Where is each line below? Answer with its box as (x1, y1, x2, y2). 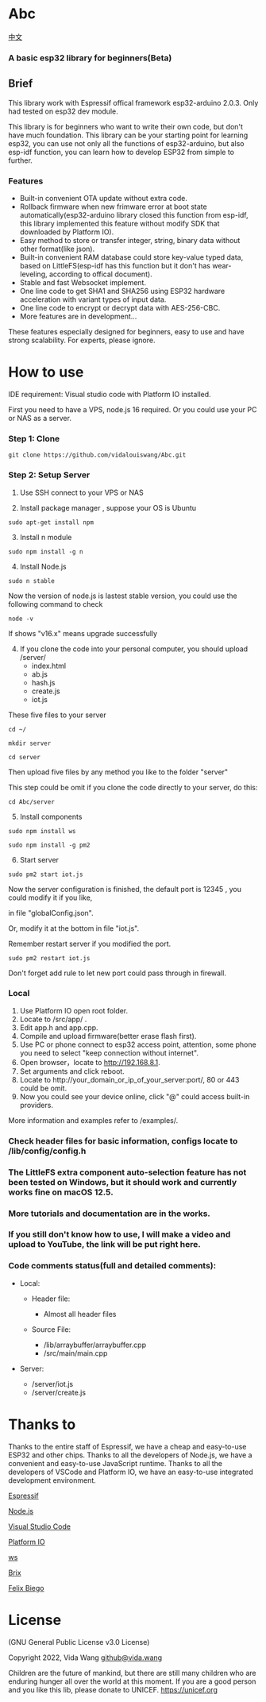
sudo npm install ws (8, 827, 77, 835)
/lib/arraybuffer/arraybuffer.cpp (43, 1340, 147, 1349)
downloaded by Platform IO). (19, 227, 114, 237)
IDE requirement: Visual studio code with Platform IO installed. (8, 389, 212, 399)
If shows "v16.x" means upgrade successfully (8, 628, 157, 638)
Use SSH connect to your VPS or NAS (19, 488, 145, 497)
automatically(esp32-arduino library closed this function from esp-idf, (19, 210, 249, 219)
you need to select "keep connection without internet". (19, 1048, 199, 1057)
